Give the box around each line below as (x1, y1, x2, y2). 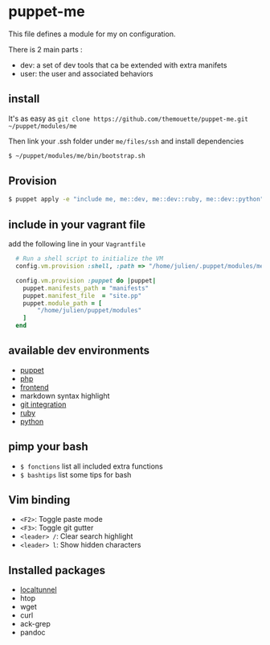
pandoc (19, 627, 46, 638)
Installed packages (8, 563, 106, 577)
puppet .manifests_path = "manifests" (22, 284, 149, 292)
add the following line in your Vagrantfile (8, 239, 146, 249)
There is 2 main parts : (8, 44, 83, 54)
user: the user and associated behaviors (19, 68, 153, 78)
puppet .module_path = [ (22, 299, 103, 308)
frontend (19, 382, 50, 392)
